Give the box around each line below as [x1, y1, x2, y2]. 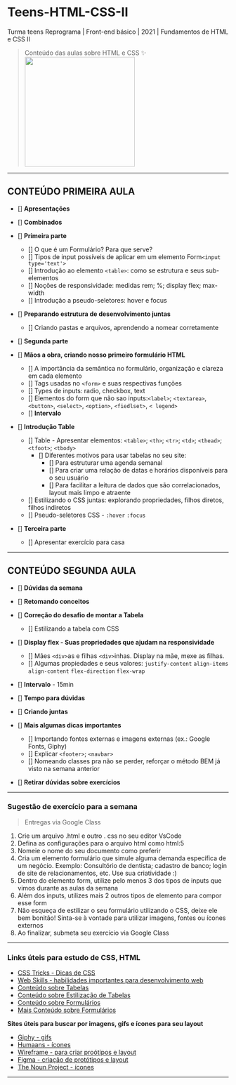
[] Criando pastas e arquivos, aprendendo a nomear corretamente [27, 323, 219, 331]
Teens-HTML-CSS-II [7, 4, 129, 20]
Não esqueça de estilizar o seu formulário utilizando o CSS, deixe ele [17, 906, 218, 914]
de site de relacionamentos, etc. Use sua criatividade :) [17, 869, 177, 877]
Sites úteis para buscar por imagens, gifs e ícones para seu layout [7, 1020, 204, 1028]
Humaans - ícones [17, 1041, 72, 1049]
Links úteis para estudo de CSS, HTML [7, 952, 140, 962]
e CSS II [7, 34, 30, 43]
